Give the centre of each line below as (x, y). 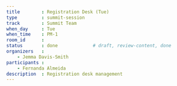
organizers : (25, 51)
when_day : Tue (31, 29)
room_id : (25, 40)
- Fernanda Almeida (42, 68)
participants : (25, 62)
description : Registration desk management (64, 74)
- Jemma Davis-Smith (43, 57)
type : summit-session (46, 18)
